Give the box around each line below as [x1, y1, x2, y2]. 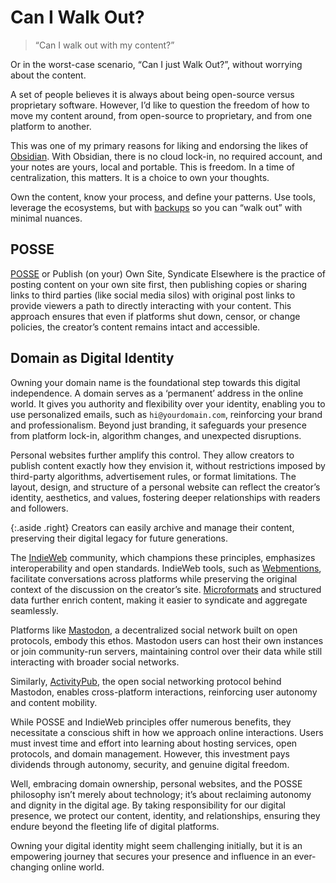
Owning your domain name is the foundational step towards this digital [10, 376, 301, 388]
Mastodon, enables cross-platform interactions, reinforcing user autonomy [10, 686, 318, 698]
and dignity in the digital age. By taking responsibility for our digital [10, 799, 286, 811]
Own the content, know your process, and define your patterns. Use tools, [10, 191, 316, 203]
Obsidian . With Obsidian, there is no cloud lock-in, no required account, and [10, 150, 323, 162]
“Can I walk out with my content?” [34, 39, 175, 51]
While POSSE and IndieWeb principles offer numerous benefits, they [10, 716, 292, 728]
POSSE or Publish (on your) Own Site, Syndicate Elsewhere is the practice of [10, 267, 326, 280]
